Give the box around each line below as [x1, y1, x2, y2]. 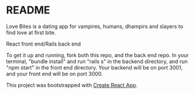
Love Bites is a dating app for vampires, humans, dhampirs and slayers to [6, 23, 183, 30]
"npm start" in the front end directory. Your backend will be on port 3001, [6, 64, 183, 71]
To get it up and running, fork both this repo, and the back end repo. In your [6, 51, 189, 58]
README [6, 4, 51, 17]
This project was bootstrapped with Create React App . [6, 81, 138, 88]
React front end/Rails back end [6, 40, 81, 47]
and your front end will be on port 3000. [6, 70, 103, 77]
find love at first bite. [6, 29, 56, 36]
